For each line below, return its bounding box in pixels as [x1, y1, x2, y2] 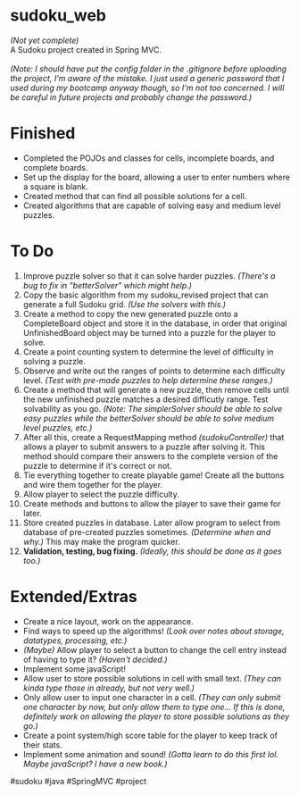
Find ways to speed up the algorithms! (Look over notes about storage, [22, 625, 285, 636]
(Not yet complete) [10, 35, 79, 46]
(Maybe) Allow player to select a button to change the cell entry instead [22, 644, 287, 655]
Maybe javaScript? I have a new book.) [22, 758, 168, 769]
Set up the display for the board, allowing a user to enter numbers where [22, 172, 291, 182]
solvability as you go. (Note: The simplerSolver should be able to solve [22, 403, 283, 414]
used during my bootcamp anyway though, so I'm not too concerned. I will [10, 82, 285, 93]
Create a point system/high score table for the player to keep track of [22, 730, 278, 741]
